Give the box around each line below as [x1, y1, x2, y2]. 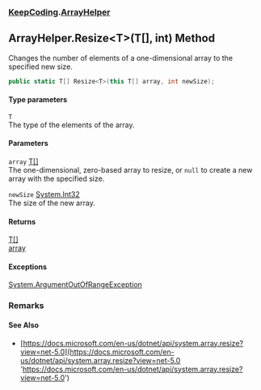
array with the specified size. [8, 174, 105, 184]
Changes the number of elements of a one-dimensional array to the [8, 53, 233, 62]
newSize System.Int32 [8, 190, 81, 199]
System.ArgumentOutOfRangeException [8, 280, 143, 289]
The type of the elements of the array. [8, 120, 135, 130]
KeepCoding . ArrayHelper [8, 6, 111, 18]
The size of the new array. [8, 198, 95, 208]
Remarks [8, 300, 44, 311]
